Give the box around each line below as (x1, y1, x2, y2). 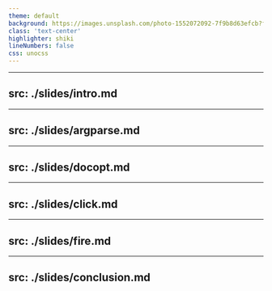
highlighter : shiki (8, 34, 74, 43)
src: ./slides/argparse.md (8, 124, 140, 137)
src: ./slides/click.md (8, 197, 118, 211)
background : (8, 19, 49, 27)
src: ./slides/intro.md (8, 86, 117, 101)
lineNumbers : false (8, 42, 74, 50)
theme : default (8, 11, 60, 20)
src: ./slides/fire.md (8, 234, 112, 247)
